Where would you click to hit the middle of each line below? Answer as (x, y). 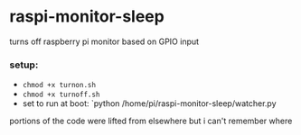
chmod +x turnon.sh (59, 85)
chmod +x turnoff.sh (61, 95)
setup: (24, 65)
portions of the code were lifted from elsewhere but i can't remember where (151, 121)
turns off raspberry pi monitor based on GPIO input (104, 41)
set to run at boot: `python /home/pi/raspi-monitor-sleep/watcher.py (149, 103)
